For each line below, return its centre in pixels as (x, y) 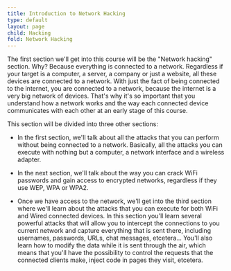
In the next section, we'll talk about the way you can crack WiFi (107, 173)
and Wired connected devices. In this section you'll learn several (110, 216)
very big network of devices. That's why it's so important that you (101, 96)
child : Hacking (29, 33)
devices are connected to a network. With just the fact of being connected (113, 81)
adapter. (29, 159)
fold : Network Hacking (40, 40)
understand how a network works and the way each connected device (108, 103)
